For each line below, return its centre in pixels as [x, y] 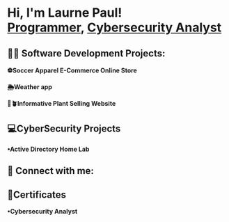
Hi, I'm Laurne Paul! [65, 13]
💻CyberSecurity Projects [64, 129]
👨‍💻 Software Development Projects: [86, 53]
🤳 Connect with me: [50, 171]
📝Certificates [37, 195]
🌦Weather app [30, 87]
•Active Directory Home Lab [48, 149]
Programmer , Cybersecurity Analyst [114, 27]
